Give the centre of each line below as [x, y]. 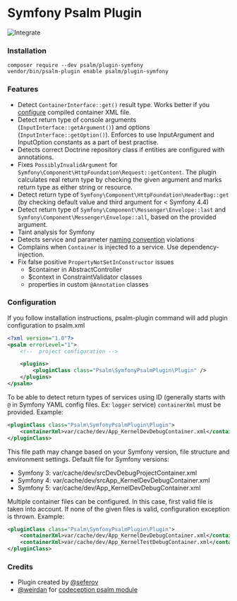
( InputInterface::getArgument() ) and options [84, 127]
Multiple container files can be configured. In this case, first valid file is [110, 501]
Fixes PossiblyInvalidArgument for [67, 164]
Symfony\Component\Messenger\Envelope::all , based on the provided [117, 217]
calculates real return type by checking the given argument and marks [120, 179]
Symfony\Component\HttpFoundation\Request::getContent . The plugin [117, 172]
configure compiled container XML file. [74, 112]
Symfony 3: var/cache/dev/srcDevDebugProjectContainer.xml [107, 473]
